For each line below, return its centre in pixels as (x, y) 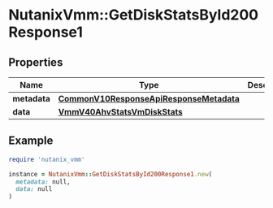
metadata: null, (43, 182)
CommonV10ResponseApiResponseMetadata (149, 99)
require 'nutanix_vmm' (47, 159)
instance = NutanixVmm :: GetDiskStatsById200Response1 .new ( (110, 174)
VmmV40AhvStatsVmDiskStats (120, 112)
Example (31, 141)
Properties (36, 62)
